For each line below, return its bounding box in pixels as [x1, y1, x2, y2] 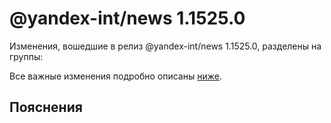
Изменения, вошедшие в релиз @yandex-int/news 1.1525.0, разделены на [9, 40, 322, 52]
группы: [9, 50, 44, 62]
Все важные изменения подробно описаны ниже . [9, 70, 222, 82]
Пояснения [9, 99, 83, 116]
